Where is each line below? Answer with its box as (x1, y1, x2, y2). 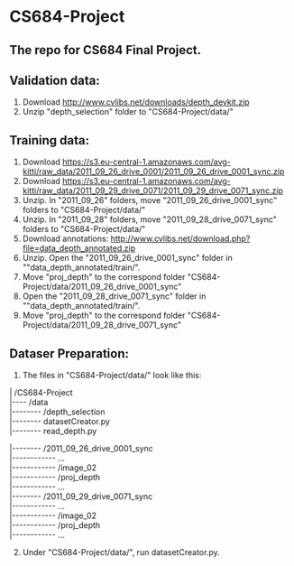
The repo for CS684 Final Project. (9, 42, 202, 58)
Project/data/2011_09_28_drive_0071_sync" (22, 320, 182, 330)
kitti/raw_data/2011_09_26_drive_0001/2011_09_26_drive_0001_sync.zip (22, 166, 285, 177)
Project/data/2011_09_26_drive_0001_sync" (22, 282, 182, 292)
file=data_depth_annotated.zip (22, 243, 136, 254)
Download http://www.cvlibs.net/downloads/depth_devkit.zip (22, 97, 250, 107)
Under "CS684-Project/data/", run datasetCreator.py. (22, 547, 220, 558)
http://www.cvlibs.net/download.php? (110, 233, 251, 245)
